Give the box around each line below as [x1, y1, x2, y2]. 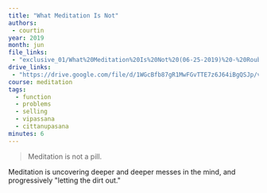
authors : [8, 19, 37, 27]
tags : [8, 85, 26, 94]
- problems [15, 100, 52, 108]
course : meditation [8, 78, 73, 86]
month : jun [8, 41, 44, 49]
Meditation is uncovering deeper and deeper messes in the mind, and [8, 167, 236, 176]
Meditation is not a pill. [27, 152, 103, 161]
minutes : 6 [8, 129, 44, 137]
